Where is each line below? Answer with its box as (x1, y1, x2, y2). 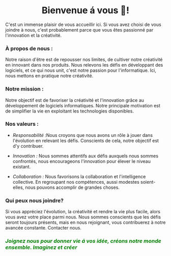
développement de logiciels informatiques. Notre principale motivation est (5, 102, 160, 108)
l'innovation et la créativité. (5, 32, 62, 38)
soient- (140, 179, 156, 185)
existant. (12, 163, 31, 169)
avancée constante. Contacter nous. (5, 225, 81, 231)
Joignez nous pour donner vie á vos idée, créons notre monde (5, 238, 161, 245)
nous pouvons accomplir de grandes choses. (25, 184, 120, 190)
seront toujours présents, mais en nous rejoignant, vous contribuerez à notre (5, 219, 166, 225)
